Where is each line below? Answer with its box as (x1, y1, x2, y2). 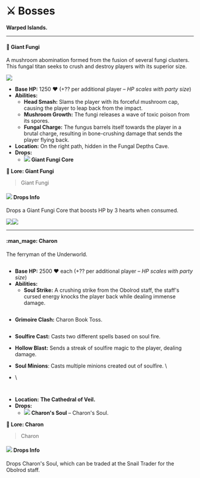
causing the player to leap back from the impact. (23, 104, 143, 112)
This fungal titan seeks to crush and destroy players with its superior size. (6, 63, 187, 70)
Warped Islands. (6, 24, 48, 31)
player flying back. (23, 136, 70, 144)
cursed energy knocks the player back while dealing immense (23, 292, 176, 300)
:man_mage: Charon (6, 237, 58, 244)
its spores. (23, 118, 49, 125)
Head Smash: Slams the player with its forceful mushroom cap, (23, 98, 180, 106)
